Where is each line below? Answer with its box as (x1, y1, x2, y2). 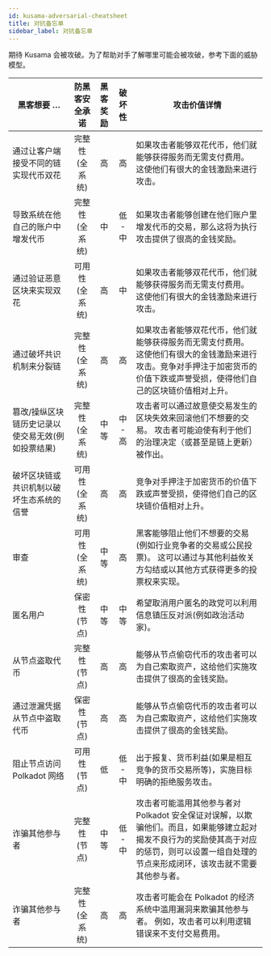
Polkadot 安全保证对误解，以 (135, 810, 244, 821)
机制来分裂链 (12, 361, 62, 372)
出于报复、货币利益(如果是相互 (135, 752, 252, 764)
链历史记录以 (12, 418, 62, 429)
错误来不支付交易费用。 (135, 928, 226, 939)
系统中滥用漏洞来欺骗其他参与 (135, 903, 250, 915)
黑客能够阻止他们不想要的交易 (135, 527, 250, 539)
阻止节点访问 (12, 758, 62, 769)
